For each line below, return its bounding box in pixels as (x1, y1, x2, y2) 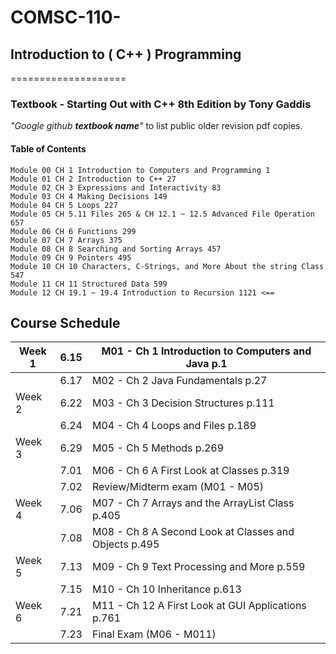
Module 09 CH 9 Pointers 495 (10, 252, 132, 263)
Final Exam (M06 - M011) (91, 627, 217, 641)
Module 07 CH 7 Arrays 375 (10, 235, 123, 245)
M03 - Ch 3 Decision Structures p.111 (91, 396, 275, 410)
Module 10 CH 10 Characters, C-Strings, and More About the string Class (10, 261, 325, 271)
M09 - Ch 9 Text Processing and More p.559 (91, 560, 306, 574)
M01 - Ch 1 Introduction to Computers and (101, 344, 312, 358)
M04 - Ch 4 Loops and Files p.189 (91, 419, 257, 433)
